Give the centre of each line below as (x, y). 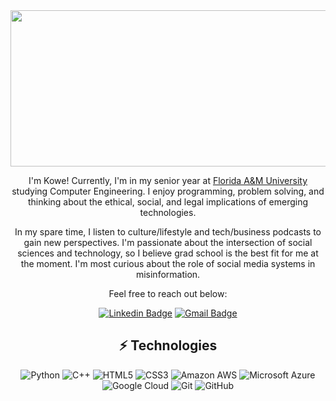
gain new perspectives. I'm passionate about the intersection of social (168, 242)
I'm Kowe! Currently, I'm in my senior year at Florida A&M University (168, 180)
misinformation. (168, 274)
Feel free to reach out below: (168, 293)
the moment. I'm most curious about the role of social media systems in (168, 263)
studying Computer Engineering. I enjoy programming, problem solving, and (168, 191)
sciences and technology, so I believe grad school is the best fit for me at (168, 253)
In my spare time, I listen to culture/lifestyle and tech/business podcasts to (168, 232)
